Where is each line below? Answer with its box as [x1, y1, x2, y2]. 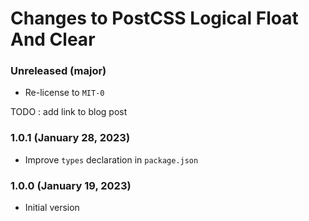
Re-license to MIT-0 [24, 87, 105, 99]
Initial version [24, 202, 80, 214]
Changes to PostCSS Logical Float [10, 7, 299, 30]
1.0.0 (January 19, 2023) [10, 178, 132, 192]
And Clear [10, 28, 96, 51]
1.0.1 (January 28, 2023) [10, 131, 131, 145]
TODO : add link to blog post [10, 106, 128, 118]
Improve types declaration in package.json [24, 153, 199, 166]
